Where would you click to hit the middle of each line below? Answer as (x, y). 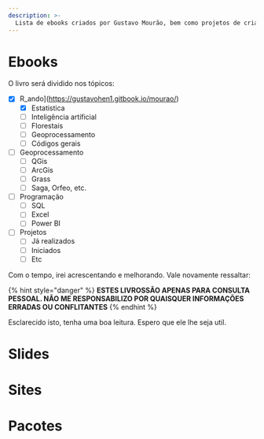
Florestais (47, 125)
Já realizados (53, 241)
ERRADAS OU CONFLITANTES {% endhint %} (82, 307)
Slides (29, 353)
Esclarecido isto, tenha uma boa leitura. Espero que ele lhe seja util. (117, 322)
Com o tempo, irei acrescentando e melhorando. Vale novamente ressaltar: (130, 275)
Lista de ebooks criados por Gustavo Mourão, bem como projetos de (128, 23)
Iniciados (46, 250)
